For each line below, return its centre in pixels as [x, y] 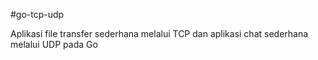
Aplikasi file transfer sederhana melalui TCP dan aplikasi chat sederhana [159, 33]
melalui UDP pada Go [54, 44]
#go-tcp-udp [37, 14]
